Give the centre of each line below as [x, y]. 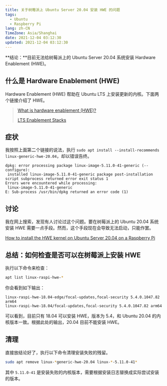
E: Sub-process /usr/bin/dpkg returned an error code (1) [67, 192]
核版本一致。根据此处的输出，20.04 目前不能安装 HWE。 [64, 322]
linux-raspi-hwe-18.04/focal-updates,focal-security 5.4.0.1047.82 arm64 [84, 306]
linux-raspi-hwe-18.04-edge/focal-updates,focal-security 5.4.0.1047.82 [82, 297]
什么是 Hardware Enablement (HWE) [62, 81]
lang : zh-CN [17, 29]
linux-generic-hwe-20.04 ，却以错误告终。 [48, 156]
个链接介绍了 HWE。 [26, 100]
